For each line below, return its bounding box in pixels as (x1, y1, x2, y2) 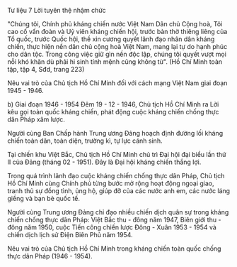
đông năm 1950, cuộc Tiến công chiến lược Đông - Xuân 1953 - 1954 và (7, 223, 217, 231)
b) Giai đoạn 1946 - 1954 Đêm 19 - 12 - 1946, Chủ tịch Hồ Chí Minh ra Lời (7, 100, 219, 109)
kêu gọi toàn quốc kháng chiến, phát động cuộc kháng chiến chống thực (7, 108, 219, 116)
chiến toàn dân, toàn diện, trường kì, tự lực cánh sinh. (7, 136, 163, 145)
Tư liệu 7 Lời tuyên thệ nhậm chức (7, 6, 106, 14)
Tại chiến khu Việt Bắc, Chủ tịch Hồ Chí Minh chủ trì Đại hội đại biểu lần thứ (7, 151, 226, 158)
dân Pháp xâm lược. (7, 115, 65, 124)
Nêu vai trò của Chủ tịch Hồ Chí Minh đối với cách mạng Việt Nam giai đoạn (7, 79, 228, 87)
